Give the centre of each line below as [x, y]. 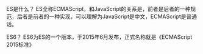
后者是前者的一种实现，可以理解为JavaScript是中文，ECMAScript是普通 [107, 16]
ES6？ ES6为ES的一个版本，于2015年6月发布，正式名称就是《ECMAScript [99, 37]
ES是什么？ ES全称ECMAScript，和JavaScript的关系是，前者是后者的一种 [98, 9]
